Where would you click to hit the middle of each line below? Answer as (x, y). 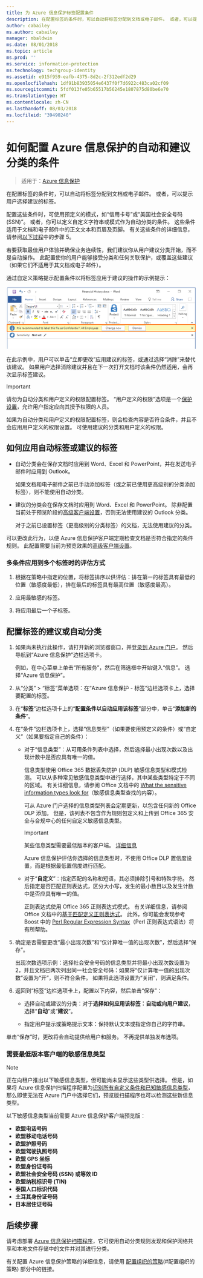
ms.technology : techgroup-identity (51, 70)
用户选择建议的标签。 (33, 201)
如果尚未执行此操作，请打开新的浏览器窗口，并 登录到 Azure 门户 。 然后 (104, 647)
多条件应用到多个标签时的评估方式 (56, 562)
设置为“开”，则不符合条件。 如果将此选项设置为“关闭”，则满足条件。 (108, 977)
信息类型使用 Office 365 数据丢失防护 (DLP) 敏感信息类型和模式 (103, 770)
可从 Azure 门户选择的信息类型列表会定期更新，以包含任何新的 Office (110, 805)
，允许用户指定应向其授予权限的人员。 (65, 407)
